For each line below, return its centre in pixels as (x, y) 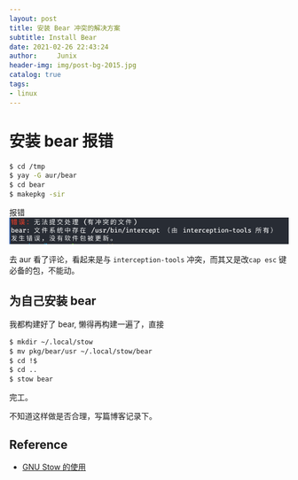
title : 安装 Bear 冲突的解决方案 (65, 28)
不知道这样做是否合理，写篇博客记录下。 (83, 416)
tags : (19, 84)
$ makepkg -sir (37, 195)
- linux (24, 93)
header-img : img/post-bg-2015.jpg (73, 66)
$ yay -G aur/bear (43, 176)
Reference (39, 444)
